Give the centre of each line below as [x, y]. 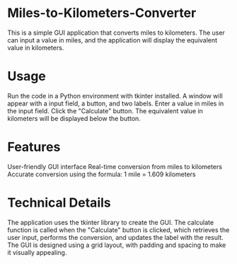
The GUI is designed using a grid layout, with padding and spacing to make [117, 245]
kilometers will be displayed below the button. [74, 118]
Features [34, 147]
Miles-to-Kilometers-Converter [102, 13]
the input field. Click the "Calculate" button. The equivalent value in [105, 110]
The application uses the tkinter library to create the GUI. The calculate [111, 222]
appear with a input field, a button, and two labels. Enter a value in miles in [116, 103]
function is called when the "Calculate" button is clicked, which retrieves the [118, 230]
